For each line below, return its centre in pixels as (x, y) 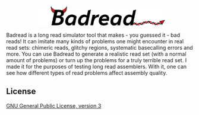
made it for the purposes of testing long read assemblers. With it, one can (97, 66)
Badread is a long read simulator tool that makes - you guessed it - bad (93, 35)
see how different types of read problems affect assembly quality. (87, 73)
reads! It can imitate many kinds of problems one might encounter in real (95, 41)
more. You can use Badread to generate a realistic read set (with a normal (96, 54)
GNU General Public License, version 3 (54, 106)
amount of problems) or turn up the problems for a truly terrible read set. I (97, 60)
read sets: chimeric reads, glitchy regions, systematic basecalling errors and (99, 47)
